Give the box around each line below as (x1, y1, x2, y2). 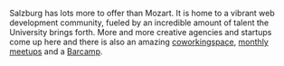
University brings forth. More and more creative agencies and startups (9, 27, 272, 37)
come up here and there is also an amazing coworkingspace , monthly (9, 36, 269, 47)
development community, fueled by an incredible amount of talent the (9, 17, 270, 28)
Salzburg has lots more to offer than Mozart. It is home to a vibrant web (9, 8, 276, 18)
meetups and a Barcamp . (9, 46, 103, 57)
